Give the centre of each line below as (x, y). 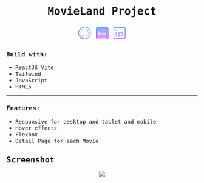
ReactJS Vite (34, 68)
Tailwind (28, 74)
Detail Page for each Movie (57, 141)
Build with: (27, 54)
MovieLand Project (102, 12)
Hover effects (36, 128)
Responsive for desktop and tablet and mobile (86, 121)
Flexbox (26, 134)
